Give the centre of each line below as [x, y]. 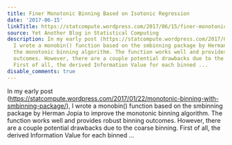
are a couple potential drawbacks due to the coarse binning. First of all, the [114, 128]
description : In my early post [52, 39]
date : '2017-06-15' [35, 20]
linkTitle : [23, 26]
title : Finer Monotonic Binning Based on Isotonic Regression [98, 13]
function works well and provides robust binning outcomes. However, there [114, 120]
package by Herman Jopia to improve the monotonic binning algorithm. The [115, 113]
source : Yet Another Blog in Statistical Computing [83, 33]
